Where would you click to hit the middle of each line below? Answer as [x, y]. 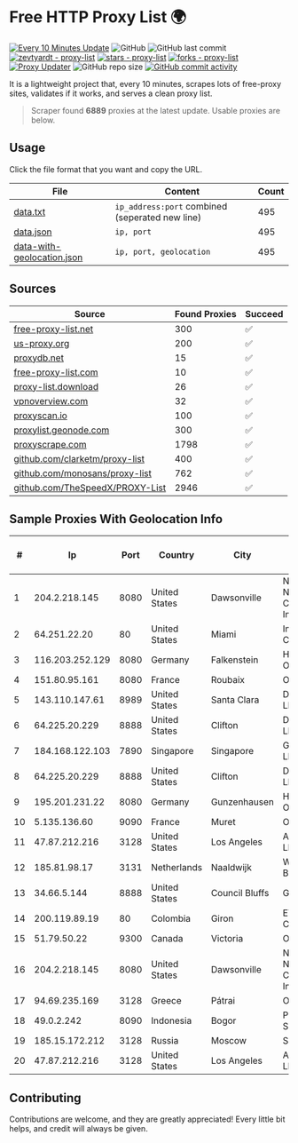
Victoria [227, 939]
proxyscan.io [41, 416]
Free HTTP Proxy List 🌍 [98, 17]
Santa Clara [235, 700]
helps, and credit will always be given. [78, 1129]
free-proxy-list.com [56, 372]
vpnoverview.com [51, 401]
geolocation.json [48, 257]
